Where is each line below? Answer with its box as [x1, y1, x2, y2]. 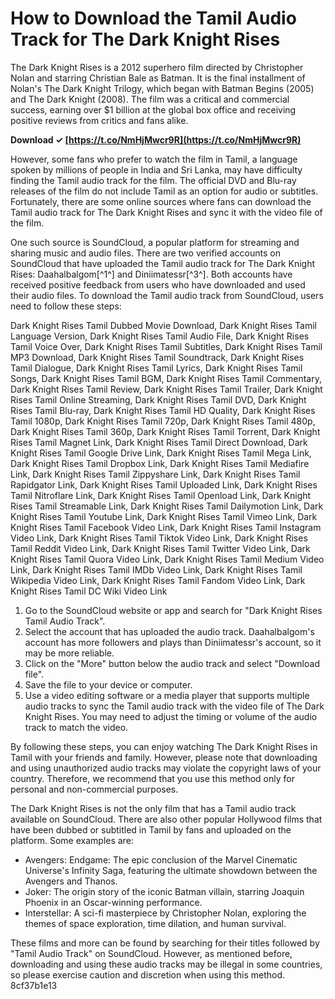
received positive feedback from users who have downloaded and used [10, 278, 306, 291]
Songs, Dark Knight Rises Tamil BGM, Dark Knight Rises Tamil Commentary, [10, 372, 323, 384]
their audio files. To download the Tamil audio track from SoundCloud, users [10, 289, 324, 301]
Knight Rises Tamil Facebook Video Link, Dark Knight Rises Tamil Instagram [10, 521, 322, 533]
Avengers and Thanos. [24, 875, 118, 887]
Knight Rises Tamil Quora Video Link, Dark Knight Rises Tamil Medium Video [10, 553, 325, 565]
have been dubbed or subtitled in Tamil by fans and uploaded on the [10, 823, 292, 836]
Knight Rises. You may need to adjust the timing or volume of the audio [24, 710, 318, 722]
